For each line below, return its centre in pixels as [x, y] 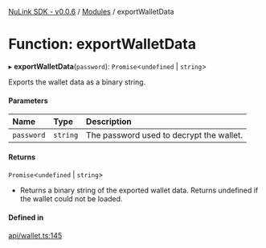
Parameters [28, 101]
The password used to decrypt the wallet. [164, 135]
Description [109, 122]
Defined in [26, 217]
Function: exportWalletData [102, 44]
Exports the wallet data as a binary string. [77, 82]
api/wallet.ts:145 [35, 235]
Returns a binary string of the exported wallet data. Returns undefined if [139, 190]
